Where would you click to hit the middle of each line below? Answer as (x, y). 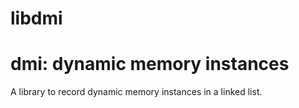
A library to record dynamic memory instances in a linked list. (136, 92)
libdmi (36, 18)
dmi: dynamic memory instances (150, 64)
